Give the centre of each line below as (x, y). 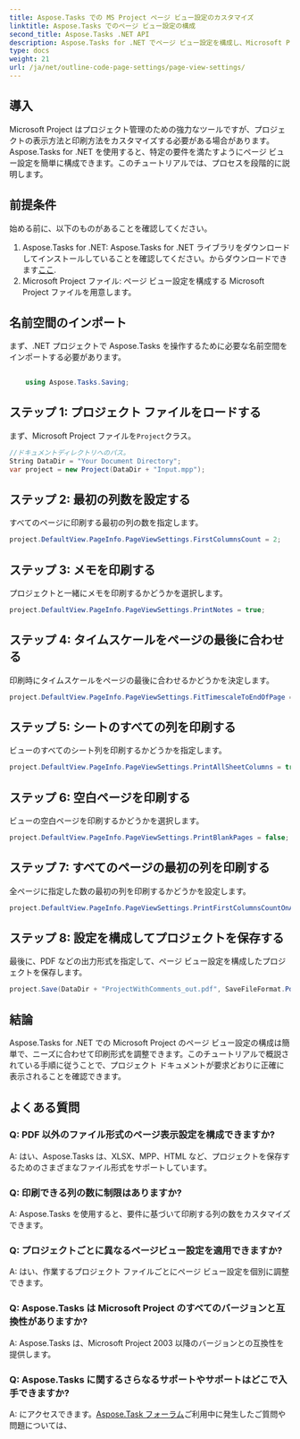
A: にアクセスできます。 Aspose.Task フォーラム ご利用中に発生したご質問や (148, 1414)
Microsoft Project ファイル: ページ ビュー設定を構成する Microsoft (143, 281)
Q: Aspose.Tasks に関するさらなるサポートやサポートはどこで (144, 1379)
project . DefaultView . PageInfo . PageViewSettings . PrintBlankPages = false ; (150, 838)
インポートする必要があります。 (68, 357)
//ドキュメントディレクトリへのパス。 (70, 453)
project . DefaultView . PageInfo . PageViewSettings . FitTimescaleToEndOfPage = (151, 697)
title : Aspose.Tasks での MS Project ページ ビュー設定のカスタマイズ (132, 17)
